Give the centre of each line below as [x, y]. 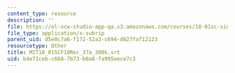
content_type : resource [42, 14]
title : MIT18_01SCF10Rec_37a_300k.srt [64, 53]
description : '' [31, 20]
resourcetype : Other [37, 46]
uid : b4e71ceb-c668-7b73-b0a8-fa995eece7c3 [72, 59]
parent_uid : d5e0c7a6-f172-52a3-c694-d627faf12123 [83, 40]
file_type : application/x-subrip [56, 33]
